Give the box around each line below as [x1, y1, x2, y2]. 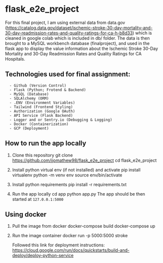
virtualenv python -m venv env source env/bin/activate [12, 172, 122, 178]
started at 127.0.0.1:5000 [12, 196, 63, 202]
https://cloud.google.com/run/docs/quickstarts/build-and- [12, 247, 130, 253]
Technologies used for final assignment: [5, 70, 131, 79]
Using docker [5, 210, 47, 219]
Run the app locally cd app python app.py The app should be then [12, 191, 145, 197]
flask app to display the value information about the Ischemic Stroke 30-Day [5, 45, 159, 51]
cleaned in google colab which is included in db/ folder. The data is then [5, 35, 150, 41]
